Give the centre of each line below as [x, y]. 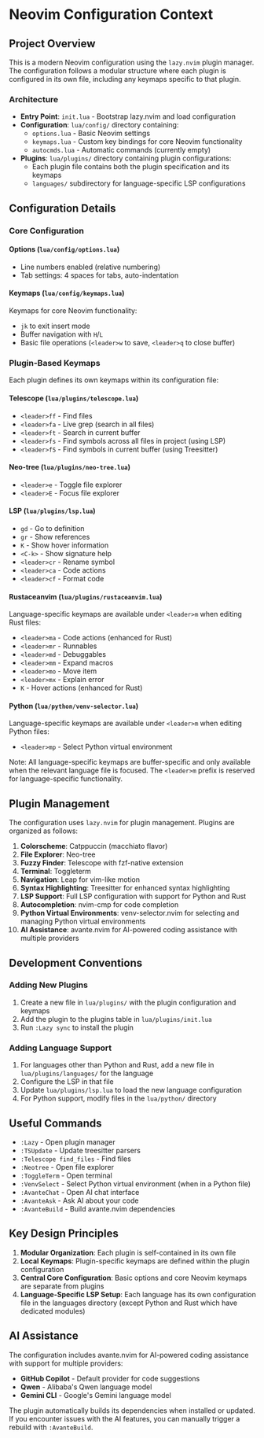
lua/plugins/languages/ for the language [87, 1073]
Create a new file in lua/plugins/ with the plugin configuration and [128, 1002]
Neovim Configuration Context [111, 15]
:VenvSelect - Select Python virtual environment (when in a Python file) [135, 1184]
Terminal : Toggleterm [55, 872]
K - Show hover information [64, 545]
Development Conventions [76, 962]
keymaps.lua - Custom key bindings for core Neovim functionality [137, 142]
